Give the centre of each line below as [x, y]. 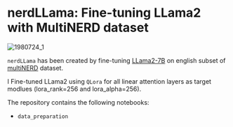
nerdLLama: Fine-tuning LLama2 [104, 13]
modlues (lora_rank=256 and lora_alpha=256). [74, 89]
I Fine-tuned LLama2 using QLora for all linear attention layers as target [109, 81]
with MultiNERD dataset [78, 28]
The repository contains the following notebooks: [78, 102]
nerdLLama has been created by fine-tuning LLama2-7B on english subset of [116, 60]
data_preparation [43, 117]
